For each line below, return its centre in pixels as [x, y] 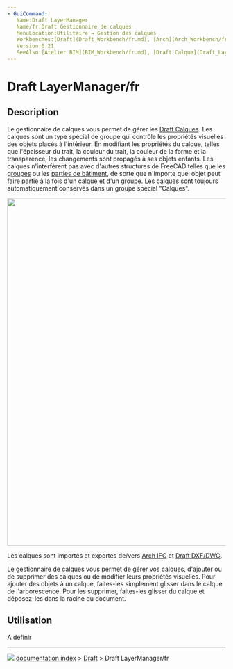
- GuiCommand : [28, 14]
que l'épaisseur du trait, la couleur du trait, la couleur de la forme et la [107, 151]
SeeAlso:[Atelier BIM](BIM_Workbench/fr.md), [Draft [94, 53]
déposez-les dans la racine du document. [67, 598]
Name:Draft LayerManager [52, 20]
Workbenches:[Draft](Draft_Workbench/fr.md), [83, 40]
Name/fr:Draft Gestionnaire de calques [74, 26]
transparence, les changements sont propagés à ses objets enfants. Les [110, 159]
